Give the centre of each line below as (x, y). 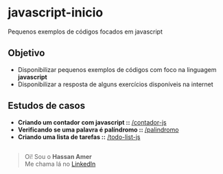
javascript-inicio (56, 13)
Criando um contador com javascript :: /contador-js (92, 122)
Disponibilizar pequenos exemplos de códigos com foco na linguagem (117, 69)
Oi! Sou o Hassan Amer (58, 156)
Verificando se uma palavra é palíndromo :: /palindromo (98, 129)
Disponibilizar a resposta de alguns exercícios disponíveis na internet (115, 84)
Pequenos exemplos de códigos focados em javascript (85, 32)
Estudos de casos (47, 106)
